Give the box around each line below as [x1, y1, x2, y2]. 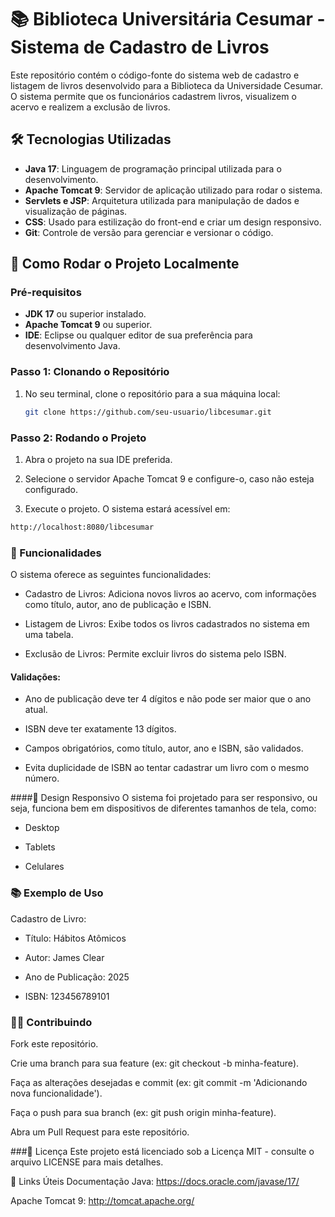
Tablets [24, 841, 56, 853]
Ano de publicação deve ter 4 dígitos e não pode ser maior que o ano [24, 693, 312, 705]
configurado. [24, 483, 79, 495]
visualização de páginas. [24, 205, 128, 217]
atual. [24, 704, 48, 716]
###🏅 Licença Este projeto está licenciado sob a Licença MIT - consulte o [10, 1145, 315, 1157]
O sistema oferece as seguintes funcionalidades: [10, 569, 212, 581]
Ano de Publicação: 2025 [24, 971, 130, 983]
